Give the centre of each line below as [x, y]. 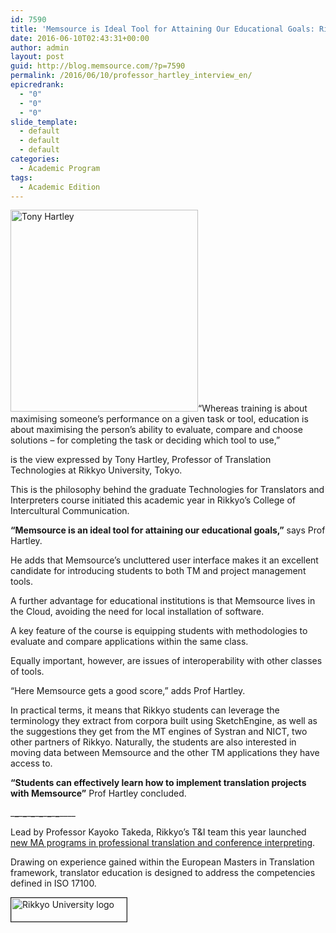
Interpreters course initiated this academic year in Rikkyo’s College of [153, 500]
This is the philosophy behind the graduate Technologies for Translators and [167, 490]
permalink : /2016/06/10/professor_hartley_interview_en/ [131, 76]
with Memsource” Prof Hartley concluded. [98, 793]
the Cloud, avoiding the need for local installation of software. [137, 612]
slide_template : [44, 122]
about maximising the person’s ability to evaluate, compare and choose [156, 430]
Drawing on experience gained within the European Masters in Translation [162, 862]
